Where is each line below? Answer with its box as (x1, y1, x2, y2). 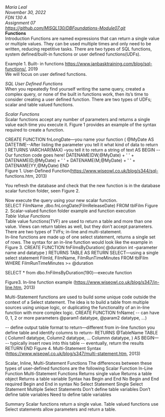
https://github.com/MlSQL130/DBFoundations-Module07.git (5, 25, 126, 31)
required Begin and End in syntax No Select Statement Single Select (5, 381, 143, 387)
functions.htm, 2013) (5, 173, 47, 179)
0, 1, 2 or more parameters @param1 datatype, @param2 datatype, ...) (5, 315, 147, 321)
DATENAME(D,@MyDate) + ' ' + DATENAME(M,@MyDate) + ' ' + (5, 158, 135, 163)
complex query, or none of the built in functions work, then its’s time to (5, 91, 149, 97)
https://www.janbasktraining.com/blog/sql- (65, 61, 153, 66)
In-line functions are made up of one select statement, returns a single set (5, 234, 156, 240)
